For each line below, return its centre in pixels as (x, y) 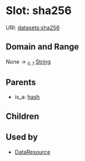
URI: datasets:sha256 (33, 28)
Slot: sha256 (39, 11)
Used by (22, 137)
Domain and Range (42, 47)
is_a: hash (27, 97)
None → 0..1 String (28, 62)
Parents (21, 82)
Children (22, 116)
